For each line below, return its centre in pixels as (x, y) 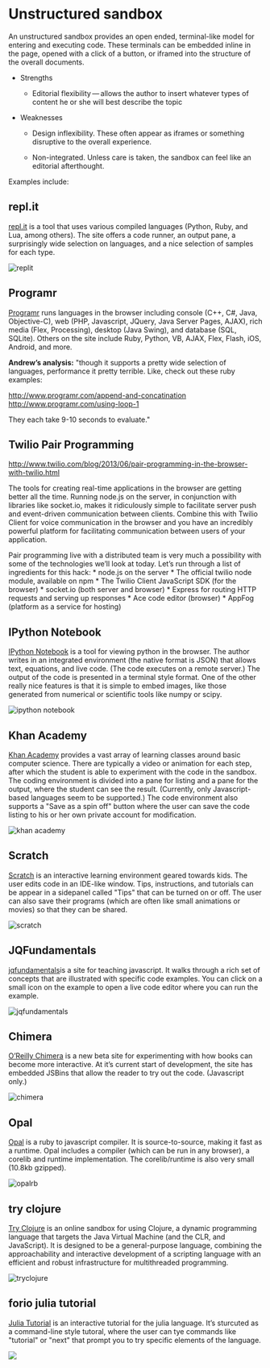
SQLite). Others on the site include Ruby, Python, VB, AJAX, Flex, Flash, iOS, (135, 338)
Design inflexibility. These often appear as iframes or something (138, 133)
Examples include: (39, 181)
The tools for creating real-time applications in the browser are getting (125, 488)
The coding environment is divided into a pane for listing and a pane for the (133, 780)
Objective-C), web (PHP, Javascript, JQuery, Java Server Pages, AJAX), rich (135, 321)
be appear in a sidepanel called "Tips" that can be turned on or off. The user (135, 892)
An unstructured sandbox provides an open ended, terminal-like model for (132, 36)
